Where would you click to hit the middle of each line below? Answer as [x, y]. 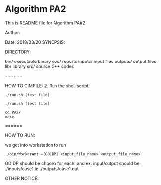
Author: [13, 32]
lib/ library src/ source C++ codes [40, 66]
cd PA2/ [13, 112]
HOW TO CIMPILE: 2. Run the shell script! [48, 86]
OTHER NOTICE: [22, 178]
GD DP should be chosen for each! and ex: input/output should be [72, 163]
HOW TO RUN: [20, 135]
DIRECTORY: [18, 52]
